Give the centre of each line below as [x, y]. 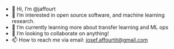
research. [23, 21]
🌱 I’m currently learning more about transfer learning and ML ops [90, 27]
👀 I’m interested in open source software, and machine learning [88, 15]
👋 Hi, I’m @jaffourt [33, 9]
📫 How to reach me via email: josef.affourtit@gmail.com [80, 40]
